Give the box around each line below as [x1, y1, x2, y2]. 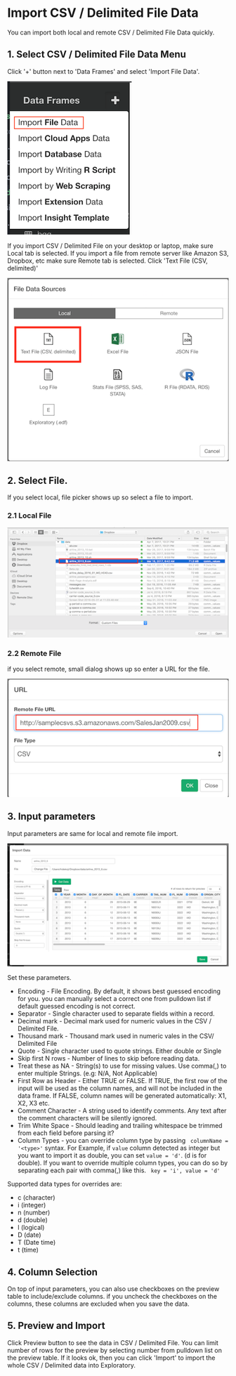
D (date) [17, 1231, 41, 1239]
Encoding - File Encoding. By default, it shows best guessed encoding [17, 987, 221, 995]
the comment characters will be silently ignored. [17, 1114, 157, 1122]
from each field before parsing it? [17, 1129, 114, 1137]
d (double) [17, 1216, 48, 1224]
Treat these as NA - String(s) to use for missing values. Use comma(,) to [17, 1062, 227, 1070]
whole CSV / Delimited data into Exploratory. [7, 1361, 136, 1369]
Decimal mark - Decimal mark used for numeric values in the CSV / [17, 1017, 212, 1026]
